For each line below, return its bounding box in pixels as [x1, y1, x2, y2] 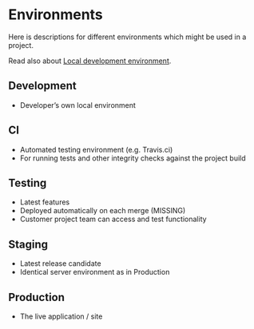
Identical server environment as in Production [19, 268, 170, 277]
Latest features [19, 197, 70, 207]
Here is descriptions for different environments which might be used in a [8, 32, 247, 42]
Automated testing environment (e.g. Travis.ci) [19, 145, 173, 154]
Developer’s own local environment [19, 100, 136, 109]
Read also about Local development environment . [8, 56, 172, 65]
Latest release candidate [19, 259, 101, 268]
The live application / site [19, 311, 103, 321]
